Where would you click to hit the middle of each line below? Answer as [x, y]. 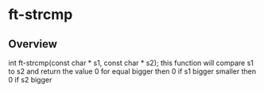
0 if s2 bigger [30, 80]
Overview [33, 44]
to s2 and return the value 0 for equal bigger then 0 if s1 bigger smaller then [132, 71]
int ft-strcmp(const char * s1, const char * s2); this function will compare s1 [131, 63]
